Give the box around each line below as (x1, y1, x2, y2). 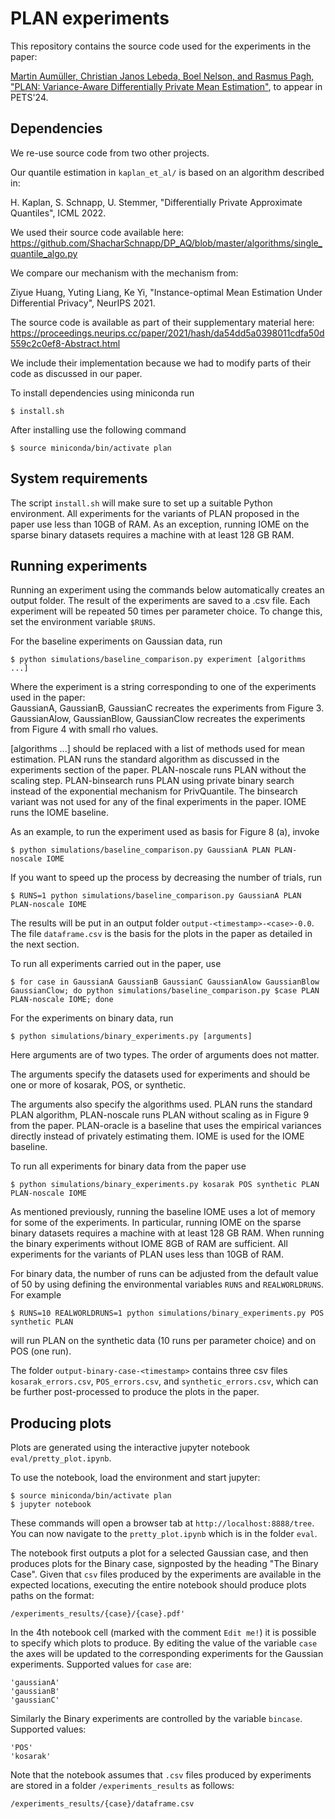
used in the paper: (10, 692, 86, 704)
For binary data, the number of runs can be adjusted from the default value (10, 1268, 319, 1280)
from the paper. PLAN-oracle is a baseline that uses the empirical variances (10, 1120, 322, 1132)
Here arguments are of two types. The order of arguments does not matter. (10, 1049, 320, 1061)
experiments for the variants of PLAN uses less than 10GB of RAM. (10, 1248, 284, 1261)
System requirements (10, 470, 148, 487)
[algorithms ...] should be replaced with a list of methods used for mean (10, 743, 305, 755)
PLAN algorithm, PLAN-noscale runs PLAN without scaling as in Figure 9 (10, 1109, 310, 1121)
